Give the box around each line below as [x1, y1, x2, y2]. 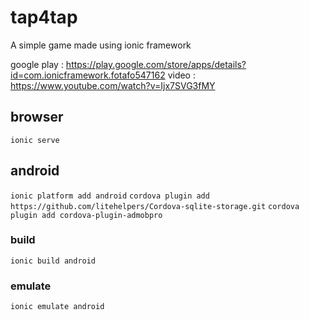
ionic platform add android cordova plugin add [10, 191, 210, 201]
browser [10, 109, 64, 126]
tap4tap [10, 6, 78, 29]
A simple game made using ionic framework [10, 39, 192, 51]
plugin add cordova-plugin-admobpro [10, 210, 163, 220]
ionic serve [10, 135, 60, 145]
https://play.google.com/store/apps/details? [65, 58, 247, 70]
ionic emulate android [10, 302, 105, 312]
